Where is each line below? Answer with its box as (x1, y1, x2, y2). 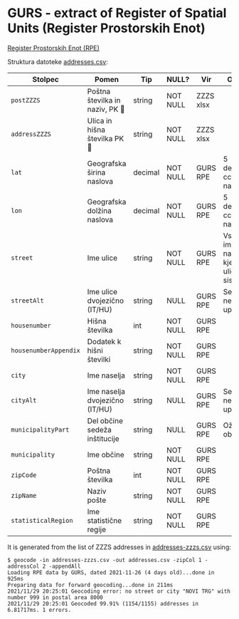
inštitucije (87, 433, 119, 443)
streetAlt (11, 296, 44, 304)
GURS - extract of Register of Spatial (7, 5, 227, 21)
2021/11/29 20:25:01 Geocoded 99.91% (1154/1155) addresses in (7, 600, 199, 607)
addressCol (7, 563, 40, 570)
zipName (11, 491, 37, 499)
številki (87, 354, 111, 364)
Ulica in (87, 115, 112, 125)
